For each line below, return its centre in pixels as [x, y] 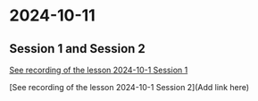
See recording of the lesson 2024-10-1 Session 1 [99, 70]
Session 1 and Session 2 [77, 49]
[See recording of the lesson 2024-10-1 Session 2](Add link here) [129, 87]
